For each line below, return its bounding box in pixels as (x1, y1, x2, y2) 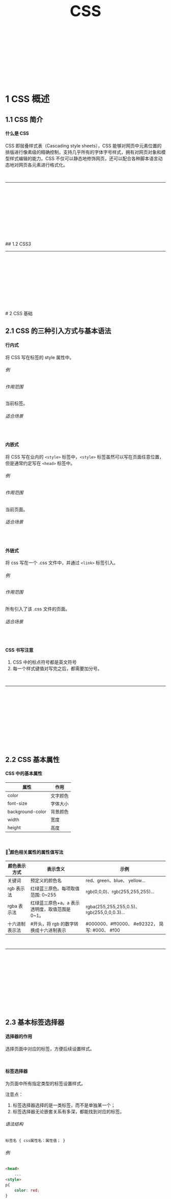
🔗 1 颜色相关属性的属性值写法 (5, 848, 64, 855)
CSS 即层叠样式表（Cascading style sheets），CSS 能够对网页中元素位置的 (5, 143, 162, 149)
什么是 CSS (5, 131, 30, 137)
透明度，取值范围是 (30, 906, 71, 912)
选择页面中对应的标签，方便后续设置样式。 (5, 1045, 95, 1052)
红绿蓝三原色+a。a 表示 (30, 900, 80, 906)
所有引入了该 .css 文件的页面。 (5, 605, 70, 612)
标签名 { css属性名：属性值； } (5, 1138, 66, 1143)
